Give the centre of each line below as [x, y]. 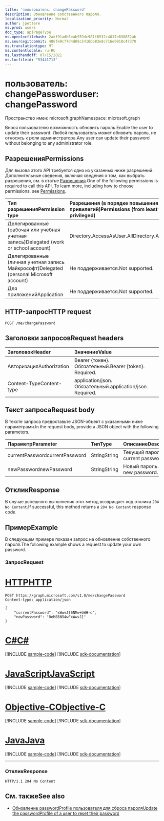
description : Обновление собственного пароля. [53, 14]
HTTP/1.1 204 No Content [30, 781]
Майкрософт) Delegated [35, 268]
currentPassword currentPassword [47, 455]
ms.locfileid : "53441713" [31, 60]
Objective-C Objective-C [55, 707]
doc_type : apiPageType [28, 32]
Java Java [25, 740]
